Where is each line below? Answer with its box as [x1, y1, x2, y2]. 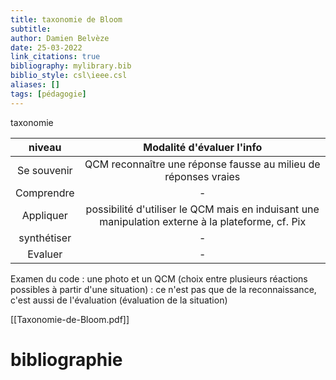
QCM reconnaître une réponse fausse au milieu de [84, 157, 321, 171]
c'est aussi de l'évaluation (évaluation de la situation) [10, 294, 228, 306]
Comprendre [15, 186, 75, 200]
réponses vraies [164, 169, 241, 183]
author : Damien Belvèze [10, 33, 110, 43]
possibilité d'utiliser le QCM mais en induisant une [85, 202, 320, 216]
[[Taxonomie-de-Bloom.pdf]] [10, 313, 130, 325]
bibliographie [10, 348, 123, 371]
